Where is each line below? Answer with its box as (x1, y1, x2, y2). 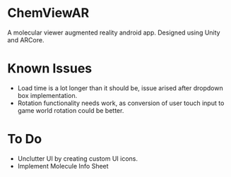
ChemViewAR (7, 5, 90, 21)
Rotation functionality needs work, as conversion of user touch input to (17, 99, 225, 107)
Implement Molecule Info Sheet (17, 161, 109, 170)
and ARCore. (7, 35, 45, 44)
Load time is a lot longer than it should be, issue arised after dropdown (17, 83, 224, 92)
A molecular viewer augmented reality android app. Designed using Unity (7, 28, 220, 37)
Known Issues (7, 61, 93, 77)
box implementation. (17, 91, 78, 99)
